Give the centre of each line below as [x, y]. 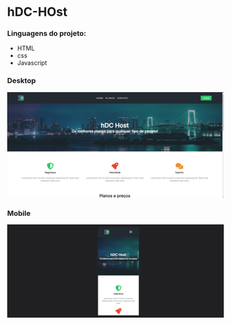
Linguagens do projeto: [47, 34]
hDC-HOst [37, 12]
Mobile [19, 213]
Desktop [22, 81]
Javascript [32, 63]
